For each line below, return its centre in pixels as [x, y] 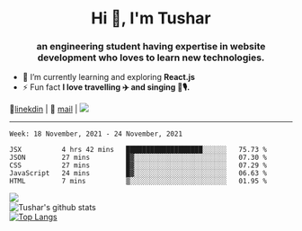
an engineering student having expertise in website [151, 47]
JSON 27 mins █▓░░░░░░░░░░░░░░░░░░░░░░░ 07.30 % [138, 158]
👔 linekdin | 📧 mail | [44, 109]
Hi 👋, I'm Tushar [151, 18]
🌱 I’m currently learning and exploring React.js [109, 77]
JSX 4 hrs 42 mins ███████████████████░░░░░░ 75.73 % [138, 150]
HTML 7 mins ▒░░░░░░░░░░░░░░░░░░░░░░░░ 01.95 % [138, 182]
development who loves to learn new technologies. [151, 58]
